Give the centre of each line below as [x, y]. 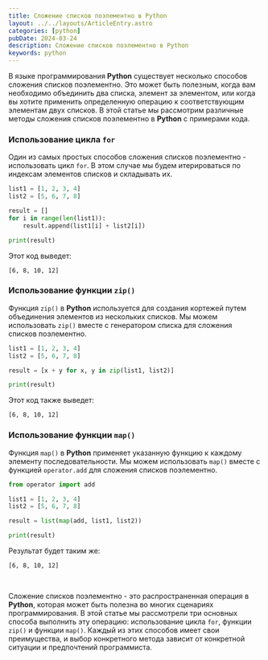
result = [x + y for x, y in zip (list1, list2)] [91, 371]
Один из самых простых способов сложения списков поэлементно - [128, 157]
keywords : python [37, 53]
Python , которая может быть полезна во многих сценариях [111, 605]
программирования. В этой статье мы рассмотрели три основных [123, 613]
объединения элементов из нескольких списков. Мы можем [113, 316]
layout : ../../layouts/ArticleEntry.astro [80, 23]
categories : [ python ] [45, 31]
